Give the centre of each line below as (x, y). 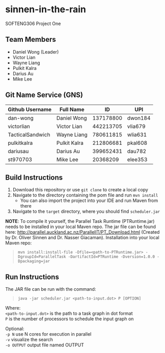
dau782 (137, 151)
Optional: (15, 329)
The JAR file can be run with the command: (51, 289)
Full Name (72, 109)
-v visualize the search (29, 340)
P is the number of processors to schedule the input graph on (70, 319)
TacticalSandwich (29, 135)
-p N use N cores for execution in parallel (48, 334)
